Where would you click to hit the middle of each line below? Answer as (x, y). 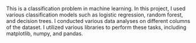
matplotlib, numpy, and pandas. (45, 34)
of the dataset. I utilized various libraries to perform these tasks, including (97, 27)
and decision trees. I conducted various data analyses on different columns (98, 21)
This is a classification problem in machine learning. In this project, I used (96, 9)
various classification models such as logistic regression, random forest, (94, 15)
